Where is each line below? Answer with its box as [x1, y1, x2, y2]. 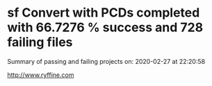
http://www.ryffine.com [7, 71, 74, 79]
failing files [7, 35, 73, 50]
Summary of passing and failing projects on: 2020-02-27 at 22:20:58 [7, 57, 206, 65]
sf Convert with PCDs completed [7, 5, 200, 21]
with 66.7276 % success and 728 [7, 19, 204, 35]
